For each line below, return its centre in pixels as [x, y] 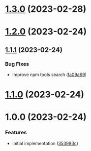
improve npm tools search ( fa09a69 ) [49, 75]
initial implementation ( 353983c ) [45, 143]
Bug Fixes [17, 64]
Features [16, 133]
